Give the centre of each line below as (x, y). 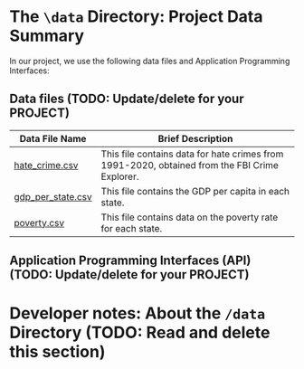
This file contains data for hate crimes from (192, 154)
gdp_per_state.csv (53, 196)
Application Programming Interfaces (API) (130, 261)
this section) (57, 352)
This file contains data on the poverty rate (190, 217)
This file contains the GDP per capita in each (195, 191)
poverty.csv (39, 222)
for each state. (132, 228)
